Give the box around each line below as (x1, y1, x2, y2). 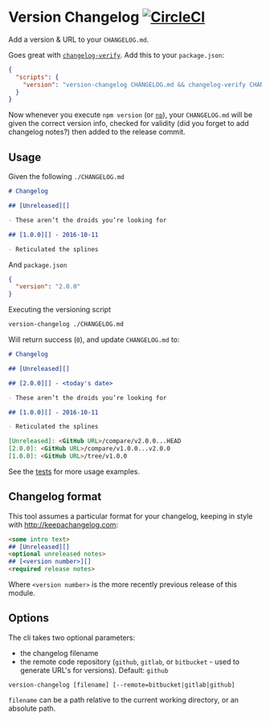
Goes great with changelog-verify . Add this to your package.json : (8, 50, 225, 59)
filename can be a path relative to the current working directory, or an (8, 695, 239, 704)
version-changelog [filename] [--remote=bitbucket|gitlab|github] (8, 681, 235, 689)
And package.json (8, 259, 67, 269)
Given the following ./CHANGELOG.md (8, 172, 125, 181)
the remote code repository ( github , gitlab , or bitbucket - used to (19, 657, 239, 666)
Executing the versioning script (8, 305, 111, 315)
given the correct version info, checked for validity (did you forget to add (8, 119, 249, 128)
